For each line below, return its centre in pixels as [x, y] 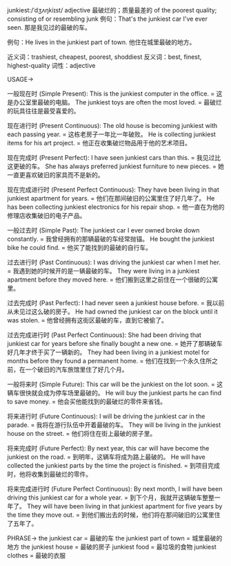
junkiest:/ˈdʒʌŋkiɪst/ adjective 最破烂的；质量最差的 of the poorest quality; [112, 10]
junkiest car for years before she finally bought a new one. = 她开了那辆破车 [115, 344]
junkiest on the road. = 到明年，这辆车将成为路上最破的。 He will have [106, 457]
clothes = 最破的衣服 [37, 555]
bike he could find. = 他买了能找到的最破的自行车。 [79, 247]
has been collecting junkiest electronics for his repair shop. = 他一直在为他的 [116, 207]
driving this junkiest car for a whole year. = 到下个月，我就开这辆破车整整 [111, 497]
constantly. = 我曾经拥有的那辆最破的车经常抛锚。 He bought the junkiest [111, 239]
